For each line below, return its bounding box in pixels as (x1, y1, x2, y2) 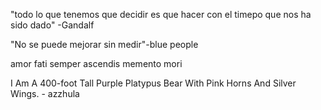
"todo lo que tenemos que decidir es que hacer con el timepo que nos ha (10, 9, 312, 20)
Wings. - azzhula (10, 88, 80, 99)
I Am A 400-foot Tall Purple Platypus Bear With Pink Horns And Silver (10, 77, 297, 89)
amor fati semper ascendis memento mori (10, 58, 183, 69)
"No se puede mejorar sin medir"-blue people (10, 39, 199, 50)
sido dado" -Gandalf (10, 19, 95, 31)
